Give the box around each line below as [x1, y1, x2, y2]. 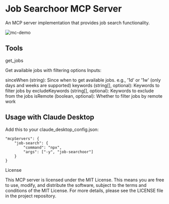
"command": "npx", [23, 145, 62, 150]
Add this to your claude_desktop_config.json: [5, 126, 99, 132]
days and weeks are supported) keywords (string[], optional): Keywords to [5, 82, 160, 88]
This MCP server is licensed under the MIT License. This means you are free [5, 177, 164, 183]
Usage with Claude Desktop [5, 113, 94, 121]
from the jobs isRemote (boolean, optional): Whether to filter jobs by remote [5, 93, 163, 99]
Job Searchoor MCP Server [5, 3, 122, 15]
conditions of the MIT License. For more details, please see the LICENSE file [5, 187, 163, 193]
